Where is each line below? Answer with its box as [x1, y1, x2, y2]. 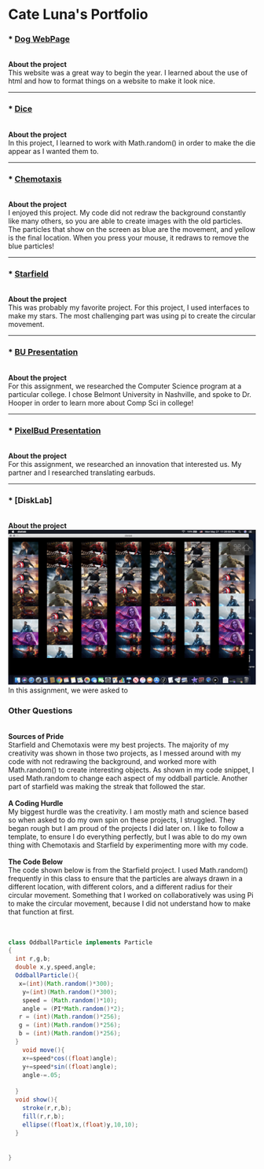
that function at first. [8, 906, 75, 917]
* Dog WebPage [8, 34, 71, 45]
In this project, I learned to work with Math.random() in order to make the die [8, 138, 256, 147]
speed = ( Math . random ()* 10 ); [22, 996, 118, 1004]
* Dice [8, 104, 33, 115]
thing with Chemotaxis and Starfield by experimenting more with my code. [8, 840, 249, 850]
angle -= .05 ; [22, 1071, 61, 1079]
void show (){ [15, 1096, 58, 1104]
